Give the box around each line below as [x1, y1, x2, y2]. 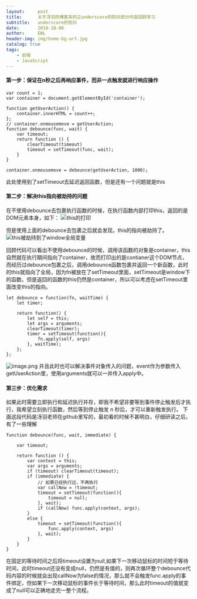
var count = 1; [6, 90, 43, 96]
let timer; [16, 300, 43, 306]
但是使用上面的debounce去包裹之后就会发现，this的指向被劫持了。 [6, 227, 168, 234]
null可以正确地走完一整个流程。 [16, 587, 92, 594]
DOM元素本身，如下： [6, 214, 60, 221]
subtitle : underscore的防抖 [6, 19, 77, 25]
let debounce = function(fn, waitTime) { [6, 295, 109, 301]
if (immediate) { [27, 473, 69, 479]
